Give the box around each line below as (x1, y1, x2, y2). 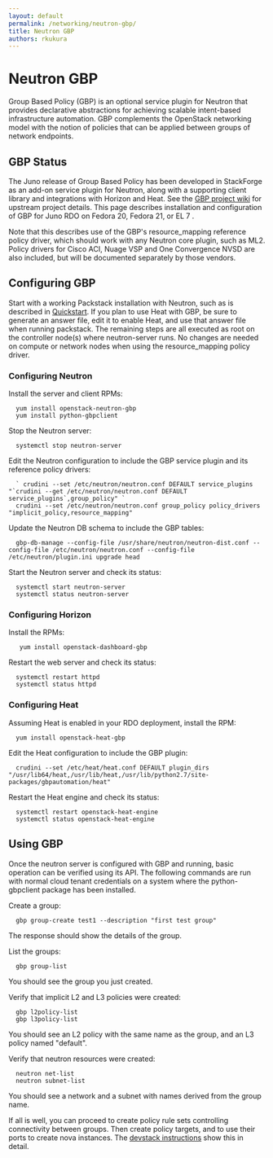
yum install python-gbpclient (15, 412, 118, 420)
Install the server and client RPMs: (8, 388, 124, 399)
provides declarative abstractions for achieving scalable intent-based (8, 105, 241, 115)
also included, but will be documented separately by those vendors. (8, 253, 236, 262)
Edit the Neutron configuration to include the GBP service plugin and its (8, 456, 249, 466)
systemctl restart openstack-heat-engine (15, 808, 159, 816)
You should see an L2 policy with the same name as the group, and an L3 (8, 1029, 254, 1039)
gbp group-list (15, 962, 68, 970)
